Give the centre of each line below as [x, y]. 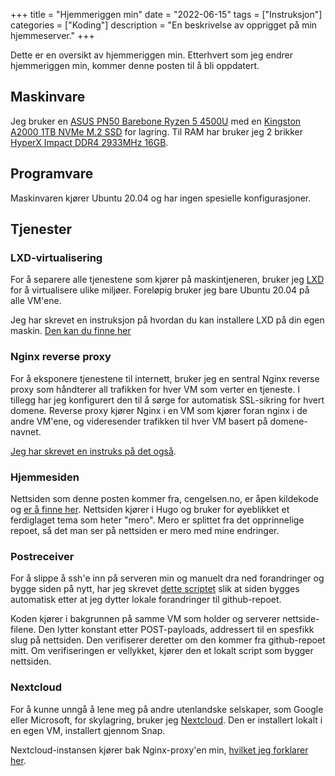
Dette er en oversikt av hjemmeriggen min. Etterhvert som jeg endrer [151, 55]
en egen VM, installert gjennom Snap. [88, 730]
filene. [23, 630]
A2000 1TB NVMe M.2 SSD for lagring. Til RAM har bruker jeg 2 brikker [157, 131]
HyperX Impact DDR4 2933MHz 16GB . [89, 142]
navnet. [26, 431]
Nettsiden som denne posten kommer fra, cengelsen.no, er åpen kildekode [164, 498]
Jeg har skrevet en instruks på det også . [93, 451]
